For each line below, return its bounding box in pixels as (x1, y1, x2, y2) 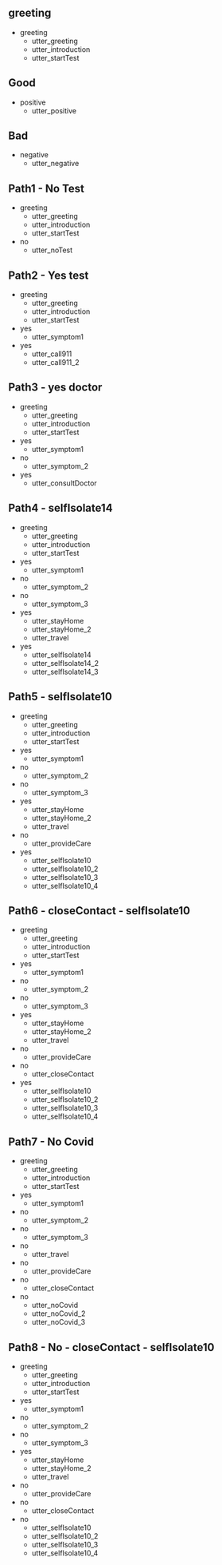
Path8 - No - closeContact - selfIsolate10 (8, 1341, 215, 1354)
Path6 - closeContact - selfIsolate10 (8, 904, 191, 917)
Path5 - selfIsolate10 (8, 690, 113, 703)
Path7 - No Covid (8, 1135, 94, 1148)
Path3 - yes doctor (8, 381, 103, 394)
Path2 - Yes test (8, 268, 89, 282)
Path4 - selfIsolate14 (8, 501, 113, 515)
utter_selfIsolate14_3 (31, 667, 99, 676)
